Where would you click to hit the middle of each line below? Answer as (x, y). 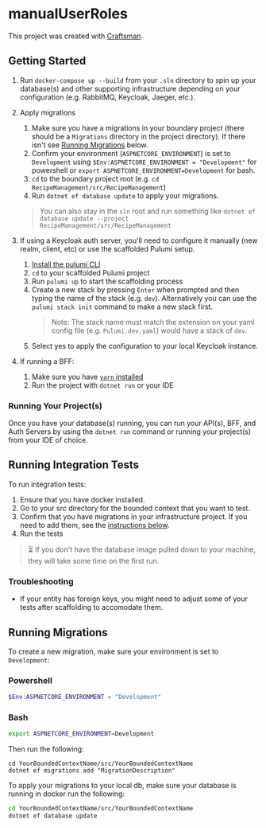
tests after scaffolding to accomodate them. (91, 607)
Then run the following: (46, 749)
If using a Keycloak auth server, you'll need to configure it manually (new (139, 240)
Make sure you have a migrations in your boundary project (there (138, 127)
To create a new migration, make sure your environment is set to (114, 651)
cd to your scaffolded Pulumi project (91, 272)
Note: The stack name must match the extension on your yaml (153, 322)
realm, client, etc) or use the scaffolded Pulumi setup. (107, 248)
